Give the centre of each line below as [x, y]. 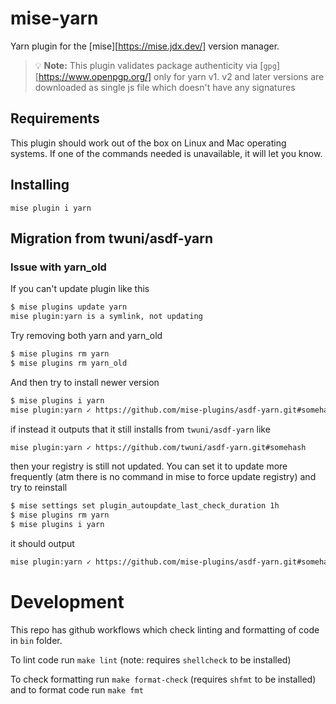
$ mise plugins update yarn [69, 307]
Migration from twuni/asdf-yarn [112, 238]
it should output [42, 543]
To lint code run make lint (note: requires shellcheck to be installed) [151, 659]
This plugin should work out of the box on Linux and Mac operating [148, 143]
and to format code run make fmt [77, 689]
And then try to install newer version [85, 382]
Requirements [55, 118]
